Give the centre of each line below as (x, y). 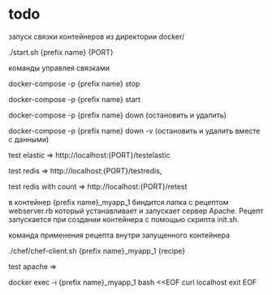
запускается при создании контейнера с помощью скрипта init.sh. (124, 219)
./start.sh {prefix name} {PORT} (61, 52)
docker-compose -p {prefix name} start (74, 99)
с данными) (29, 139)
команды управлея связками (59, 68)
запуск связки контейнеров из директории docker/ (97, 36)
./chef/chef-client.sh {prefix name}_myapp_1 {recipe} (97, 250)
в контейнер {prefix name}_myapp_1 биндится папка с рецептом (119, 202)
